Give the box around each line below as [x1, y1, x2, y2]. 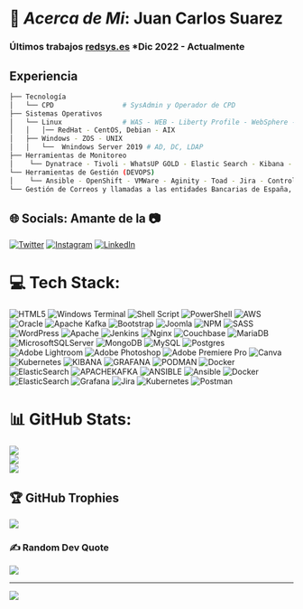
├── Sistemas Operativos [9, 108, 103, 118]
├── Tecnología [9, 92, 67, 101]
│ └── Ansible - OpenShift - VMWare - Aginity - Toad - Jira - [9, 176, 264, 185]
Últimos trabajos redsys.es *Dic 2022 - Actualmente [9, 41, 245, 53]
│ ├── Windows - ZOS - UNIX [9, 135, 124, 144]
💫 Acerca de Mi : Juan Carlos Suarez [9, 8, 284, 29]
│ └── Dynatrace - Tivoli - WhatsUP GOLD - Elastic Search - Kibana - [9, 159, 293, 168]
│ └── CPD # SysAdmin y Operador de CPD [9, 100, 236, 109]
